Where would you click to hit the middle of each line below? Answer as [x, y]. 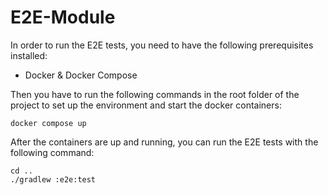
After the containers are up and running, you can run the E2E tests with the [164, 142]
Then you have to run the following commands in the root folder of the [155, 94]
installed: [29, 55]
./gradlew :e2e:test [53, 179]
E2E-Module [63, 17]
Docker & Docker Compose [81, 75]
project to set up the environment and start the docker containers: [146, 105]
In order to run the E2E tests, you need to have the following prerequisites [162, 45]
